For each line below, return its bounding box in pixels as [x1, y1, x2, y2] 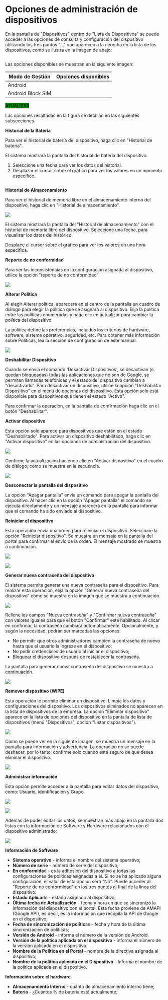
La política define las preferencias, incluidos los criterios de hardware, [5, 326, 150, 333]
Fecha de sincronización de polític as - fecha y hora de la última [12, 921, 146, 927]
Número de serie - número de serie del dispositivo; [12, 862, 119, 868]
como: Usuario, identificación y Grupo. [5, 789, 85, 795]
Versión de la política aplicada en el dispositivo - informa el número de [12, 937, 161, 943]
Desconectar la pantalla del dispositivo [5, 482, 88, 488]
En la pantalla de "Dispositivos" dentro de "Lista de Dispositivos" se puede [5, 31, 159, 37]
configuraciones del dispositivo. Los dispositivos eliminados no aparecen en [5, 703, 163, 709]
